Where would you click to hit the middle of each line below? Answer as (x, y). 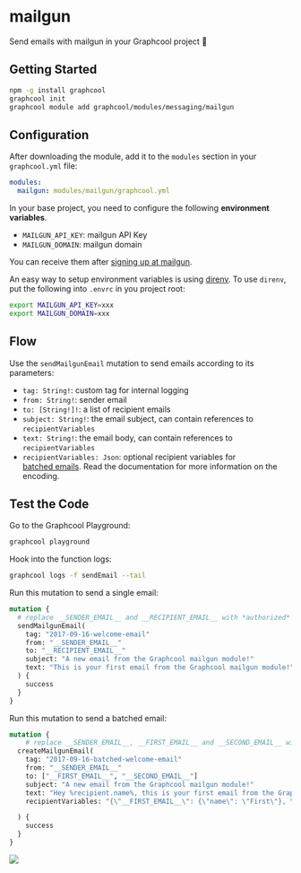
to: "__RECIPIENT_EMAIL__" (76, 651)
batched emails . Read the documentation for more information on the (150, 466)
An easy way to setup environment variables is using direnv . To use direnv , (148, 279)
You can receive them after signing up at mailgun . (101, 261)
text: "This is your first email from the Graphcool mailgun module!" (160, 668)
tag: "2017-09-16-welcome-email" (88, 634)
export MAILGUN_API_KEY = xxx (62, 305)
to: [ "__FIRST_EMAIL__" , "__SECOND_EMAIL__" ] (112, 776)
